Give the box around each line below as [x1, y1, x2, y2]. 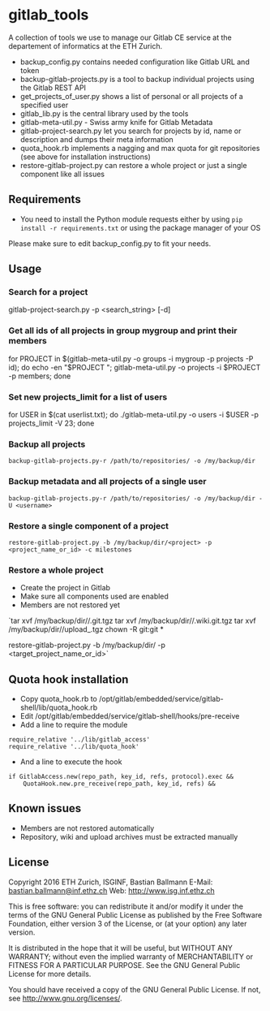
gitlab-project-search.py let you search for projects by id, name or [19, 126, 242, 136]
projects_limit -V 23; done [8, 418, 95, 428]
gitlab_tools [8, 6, 89, 24]
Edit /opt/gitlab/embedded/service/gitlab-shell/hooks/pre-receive [19, 711, 240, 721]
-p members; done [8, 371, 71, 381]
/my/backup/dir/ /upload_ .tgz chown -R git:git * [8, 624, 165, 634]
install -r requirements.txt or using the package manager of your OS [19, 223, 261, 232]
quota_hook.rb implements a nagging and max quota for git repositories [19, 143, 260, 153]
